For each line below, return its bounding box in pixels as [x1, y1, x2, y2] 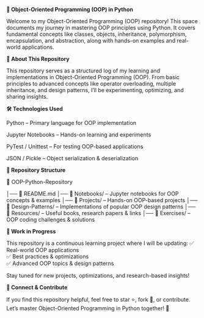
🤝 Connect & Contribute [6, 284, 68, 291]
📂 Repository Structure [6, 166, 66, 174]
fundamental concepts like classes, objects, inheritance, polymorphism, [6, 30, 188, 38]
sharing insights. [6, 93, 48, 100]
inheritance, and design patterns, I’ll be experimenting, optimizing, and [6, 87, 184, 94]
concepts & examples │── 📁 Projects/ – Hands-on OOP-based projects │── [6, 197, 198, 203]
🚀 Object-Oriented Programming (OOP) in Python [6, 6, 133, 13]
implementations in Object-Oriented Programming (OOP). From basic [6, 74, 180, 80]
